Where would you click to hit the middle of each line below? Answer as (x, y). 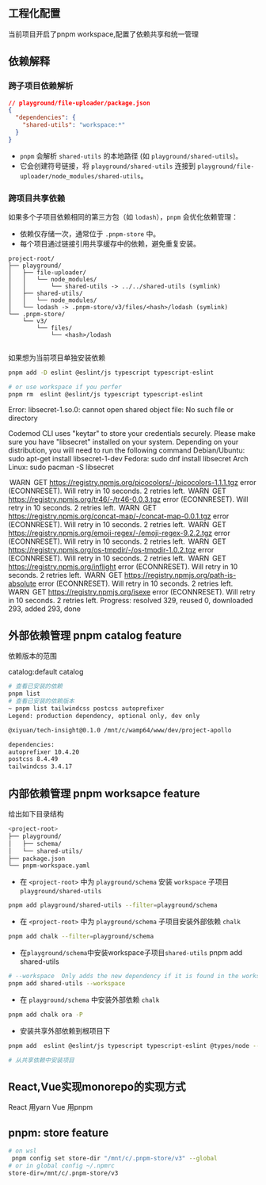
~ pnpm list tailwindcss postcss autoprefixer (86, 709)
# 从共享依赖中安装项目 (42, 1060)
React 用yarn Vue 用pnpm (51, 1107)
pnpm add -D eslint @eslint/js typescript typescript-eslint (111, 373)
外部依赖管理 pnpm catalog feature (95, 636)
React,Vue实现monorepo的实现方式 (97, 1086)
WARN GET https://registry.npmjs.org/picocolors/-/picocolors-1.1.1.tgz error (133, 482)
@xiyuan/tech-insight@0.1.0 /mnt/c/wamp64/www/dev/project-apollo (120, 730)
